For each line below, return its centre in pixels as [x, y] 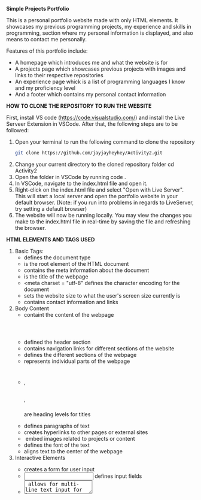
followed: [18, 130]
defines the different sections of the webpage [80, 354]
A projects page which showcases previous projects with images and [100, 69]
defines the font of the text [57, 445]
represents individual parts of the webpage [77, 361]
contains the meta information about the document [86, 270]
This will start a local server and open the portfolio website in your [96, 196]
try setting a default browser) [51, 208]
